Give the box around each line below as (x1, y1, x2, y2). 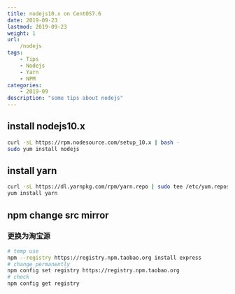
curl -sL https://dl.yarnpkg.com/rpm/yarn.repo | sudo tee (7, 183, 183, 191)
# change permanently (7, 260, 71, 267)
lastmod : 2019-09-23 (7, 23, 68, 30)
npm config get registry (7, 280, 80, 287)
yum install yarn (7, 190, 58, 197)
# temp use (7, 247, 39, 255)
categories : (7, 82, 42, 89)
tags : (7, 50, 23, 57)
